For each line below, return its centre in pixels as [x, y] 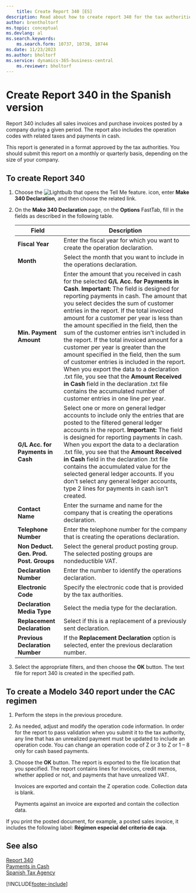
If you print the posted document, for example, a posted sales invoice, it [92, 821]
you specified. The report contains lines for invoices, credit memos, [96, 768]
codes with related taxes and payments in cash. [63, 136]
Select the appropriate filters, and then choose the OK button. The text [99, 667]
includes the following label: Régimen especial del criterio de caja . [87, 827]
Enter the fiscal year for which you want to [121, 241]
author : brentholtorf [32, 22]
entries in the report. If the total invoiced [118, 311]
